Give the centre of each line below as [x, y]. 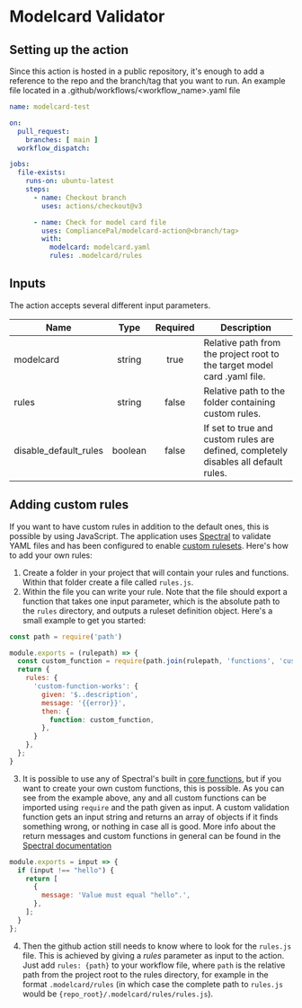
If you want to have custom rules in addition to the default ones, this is [139, 526]
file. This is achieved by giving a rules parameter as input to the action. [153, 955]
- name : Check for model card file [100, 222]
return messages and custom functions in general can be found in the [151, 836]
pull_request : [44, 131]
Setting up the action [69, 50]
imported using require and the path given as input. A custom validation [155, 807]
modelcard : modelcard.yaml [100, 248]
